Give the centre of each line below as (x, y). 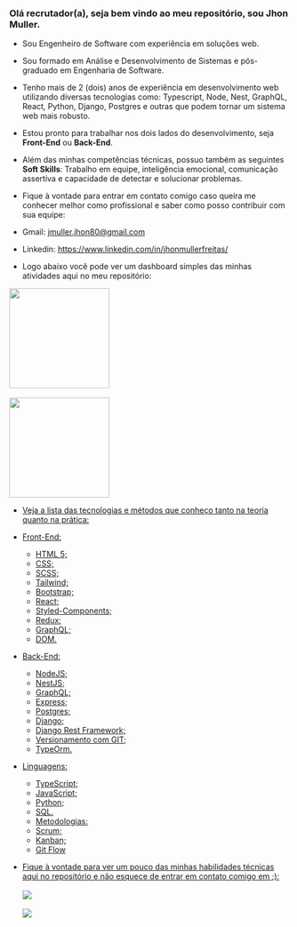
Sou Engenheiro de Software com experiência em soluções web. (140, 44)
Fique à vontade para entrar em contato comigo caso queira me (139, 196)
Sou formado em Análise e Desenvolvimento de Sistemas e (130, 61)
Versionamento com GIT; (81, 739)
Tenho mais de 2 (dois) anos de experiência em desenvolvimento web (150, 88)
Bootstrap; (54, 592)
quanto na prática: (56, 520)
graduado (40, 70)
